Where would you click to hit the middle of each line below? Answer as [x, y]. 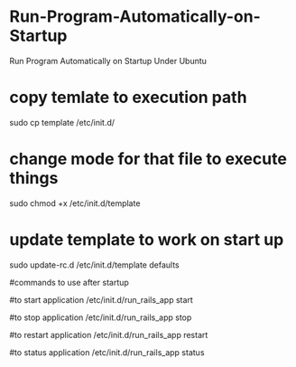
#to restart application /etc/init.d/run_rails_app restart [109, 334]
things [34, 179]
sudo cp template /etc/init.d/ [62, 122]
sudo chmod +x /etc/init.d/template [75, 203]
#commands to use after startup [69, 282]
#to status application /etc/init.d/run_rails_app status [107, 352]
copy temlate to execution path [128, 98]
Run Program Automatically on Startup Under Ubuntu [108, 61]
